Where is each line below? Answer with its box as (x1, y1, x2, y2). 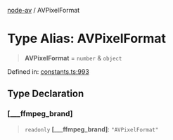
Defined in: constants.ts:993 (7, 67, 89, 76)
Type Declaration (7, 88, 84, 100)
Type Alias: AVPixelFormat (7, 31, 167, 46)
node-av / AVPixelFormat (7, 6, 80, 14)
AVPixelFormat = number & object (24, 53, 122, 62)
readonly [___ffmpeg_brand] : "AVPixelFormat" (24, 125, 159, 133)
